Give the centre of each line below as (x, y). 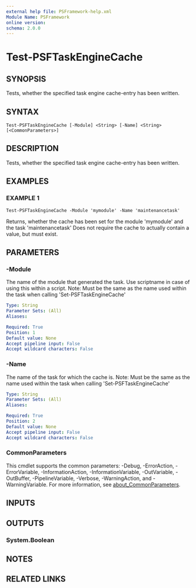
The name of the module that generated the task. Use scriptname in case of (98, 282)
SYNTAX (23, 112)
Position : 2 (21, 422)
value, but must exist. (32, 234)
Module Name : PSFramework (38, 17)
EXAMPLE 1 (23, 198)
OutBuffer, (19, 478)
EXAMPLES (27, 182)
